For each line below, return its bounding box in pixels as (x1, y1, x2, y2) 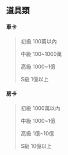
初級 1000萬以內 (20, 105, 60, 112)
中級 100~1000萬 (20, 50, 62, 58)
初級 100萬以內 (20, 37, 57, 45)
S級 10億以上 (20, 142, 52, 150)
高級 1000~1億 (20, 63, 56, 70)
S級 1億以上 (20, 75, 49, 83)
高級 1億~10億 (20, 129, 54, 137)
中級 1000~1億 (20, 117, 56, 124)
